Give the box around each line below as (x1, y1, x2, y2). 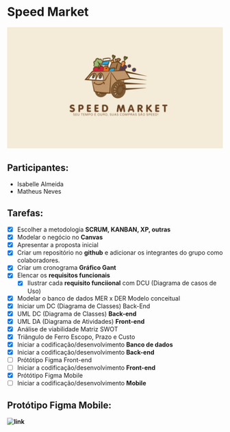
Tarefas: (7, 207, 44, 219)
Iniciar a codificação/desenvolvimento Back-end (16, 348, 155, 356)
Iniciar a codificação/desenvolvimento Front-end (16, 364, 156, 372)
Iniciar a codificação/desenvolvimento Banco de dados (16, 340, 173, 348)
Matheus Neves (16, 188, 62, 196)
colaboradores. (16, 256, 60, 264)
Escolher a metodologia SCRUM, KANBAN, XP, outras (16, 225, 171, 233)
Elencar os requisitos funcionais (16, 271, 111, 279)
